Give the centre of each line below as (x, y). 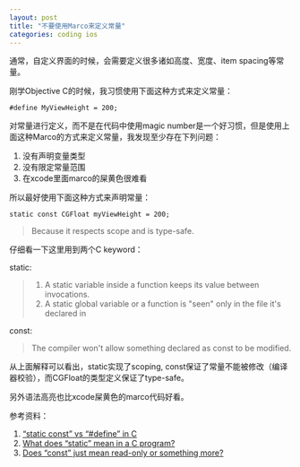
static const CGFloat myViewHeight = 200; (90, 215)
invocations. (67, 294)
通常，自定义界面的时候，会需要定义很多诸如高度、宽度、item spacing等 (143, 61)
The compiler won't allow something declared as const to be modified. (161, 348)
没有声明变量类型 (54, 156)
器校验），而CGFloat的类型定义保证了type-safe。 (99, 378)
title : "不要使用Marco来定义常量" (68, 26)
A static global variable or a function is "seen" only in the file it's (163, 304)
